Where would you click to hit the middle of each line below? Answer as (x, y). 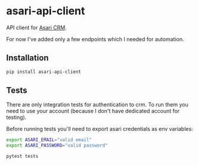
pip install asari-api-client (44, 72)
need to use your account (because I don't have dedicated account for (93, 111)
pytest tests (22, 157)
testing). (16, 117)
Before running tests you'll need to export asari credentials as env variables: (100, 129)
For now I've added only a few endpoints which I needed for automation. (95, 39)
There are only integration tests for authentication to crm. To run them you (98, 105)
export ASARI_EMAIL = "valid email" (49, 140)
